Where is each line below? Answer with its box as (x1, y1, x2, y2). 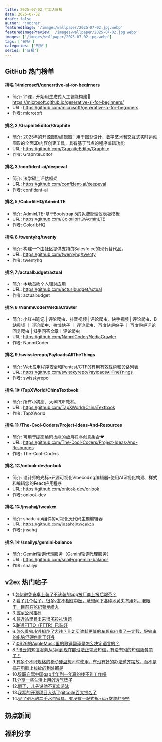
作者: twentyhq (12, 257, 42, 263)
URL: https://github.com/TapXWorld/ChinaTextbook (12, 404, 116, 410)
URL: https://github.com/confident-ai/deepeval (12, 181, 106, 187)
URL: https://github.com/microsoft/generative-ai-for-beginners (12, 105, 139, 110)
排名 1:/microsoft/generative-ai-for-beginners (5, 82, 100, 88)
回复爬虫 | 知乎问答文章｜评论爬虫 (12, 328, 80, 334)
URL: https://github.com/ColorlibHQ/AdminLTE (12, 216, 106, 222)
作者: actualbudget (12, 292, 50, 298)
